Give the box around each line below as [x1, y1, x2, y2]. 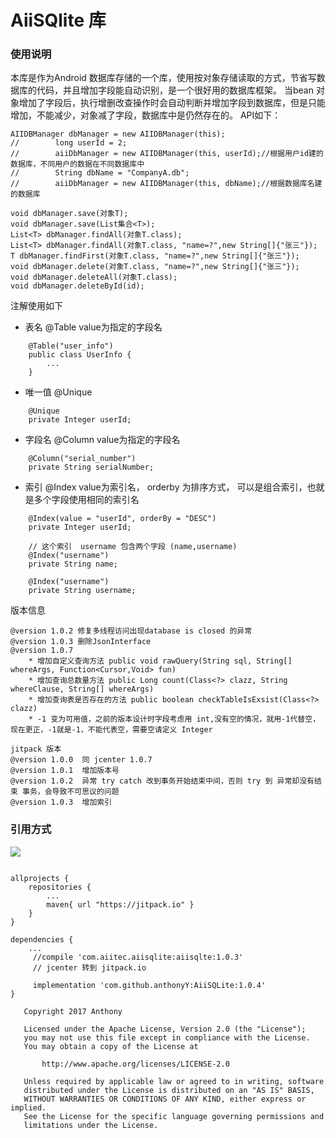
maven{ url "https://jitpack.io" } [46, 899, 195, 910]
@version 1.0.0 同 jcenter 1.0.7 [10, 755, 153, 765]
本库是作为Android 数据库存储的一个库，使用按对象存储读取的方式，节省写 [10, 72, 317, 84]
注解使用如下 [10, 300, 63, 312]
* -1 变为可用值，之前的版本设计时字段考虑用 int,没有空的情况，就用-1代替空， [28, 714, 321, 725]
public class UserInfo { [28, 350, 132, 360]
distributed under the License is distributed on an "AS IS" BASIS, [23, 1085, 315, 1095]
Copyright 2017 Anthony [23, 1006, 123, 1016]
